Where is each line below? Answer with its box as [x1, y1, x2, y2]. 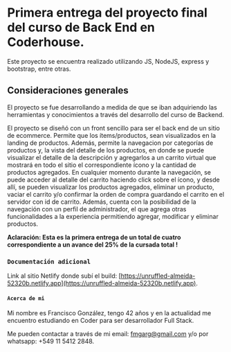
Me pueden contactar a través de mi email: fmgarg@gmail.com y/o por [7, 330, 209, 338]
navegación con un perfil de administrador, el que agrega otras [7, 204, 187, 213]
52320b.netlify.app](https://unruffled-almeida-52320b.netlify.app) [7, 279, 196, 288]
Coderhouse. [7, 35, 84, 50]
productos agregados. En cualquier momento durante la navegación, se [7, 168, 212, 176]
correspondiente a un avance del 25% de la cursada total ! [7, 240, 178, 249]
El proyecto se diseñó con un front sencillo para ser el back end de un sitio [7, 123, 220, 132]
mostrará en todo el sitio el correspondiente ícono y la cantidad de [7, 161, 196, 169]
